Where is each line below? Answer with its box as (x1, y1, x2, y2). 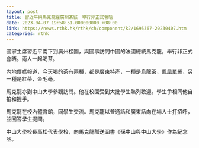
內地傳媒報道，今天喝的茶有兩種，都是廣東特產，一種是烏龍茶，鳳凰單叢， (6, 68, 188, 75)
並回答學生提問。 (6, 115, 48, 122)
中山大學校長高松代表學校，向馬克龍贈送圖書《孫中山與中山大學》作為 (6, 128, 178, 136)
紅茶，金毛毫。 (21, 75, 58, 83)
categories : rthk (6, 31, 49, 37)
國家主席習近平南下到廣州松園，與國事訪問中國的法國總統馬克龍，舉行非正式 (6, 48, 193, 55)
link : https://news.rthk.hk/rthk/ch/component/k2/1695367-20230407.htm (6, 25, 187, 32)
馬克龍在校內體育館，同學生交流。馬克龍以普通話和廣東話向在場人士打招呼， (6, 108, 193, 115)
